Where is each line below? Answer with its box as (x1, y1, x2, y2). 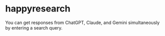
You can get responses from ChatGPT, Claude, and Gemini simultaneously (5, 19, 160, 25)
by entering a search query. (5, 24, 63, 30)
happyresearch (5, 3, 71, 14)
